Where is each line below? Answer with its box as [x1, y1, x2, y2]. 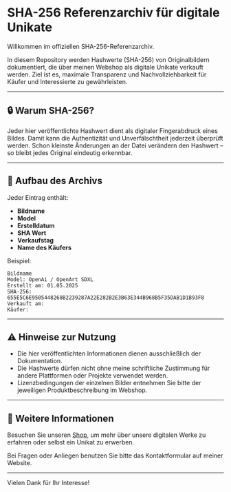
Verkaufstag [16, 236, 54, 244]
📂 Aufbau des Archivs [7, 175, 103, 187]
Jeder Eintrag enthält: [7, 193, 69, 201]
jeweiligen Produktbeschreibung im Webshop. [16, 386, 148, 394]
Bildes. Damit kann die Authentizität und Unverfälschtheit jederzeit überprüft [7, 134, 223, 142]
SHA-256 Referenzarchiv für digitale [7, 5, 220, 21]
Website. [7, 459, 32, 467]
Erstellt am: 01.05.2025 [7, 282, 78, 289]
